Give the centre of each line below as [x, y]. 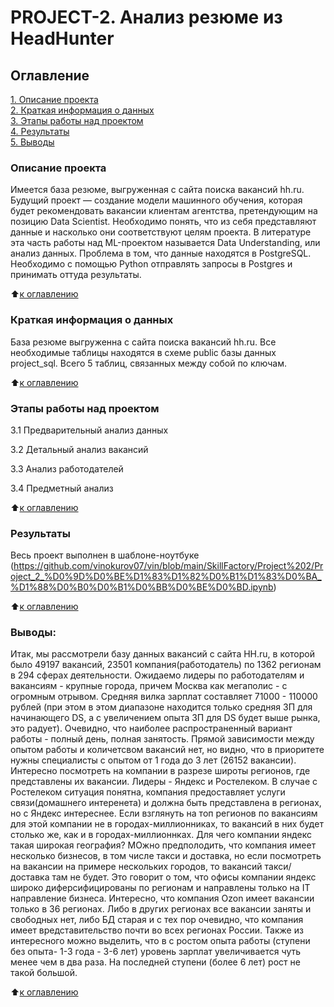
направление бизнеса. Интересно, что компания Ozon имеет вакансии [162, 898]
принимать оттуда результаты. [76, 275]
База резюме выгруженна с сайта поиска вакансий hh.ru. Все [143, 342]
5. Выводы [32, 142]
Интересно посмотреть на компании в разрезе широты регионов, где [160, 771]
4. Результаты [40, 131]
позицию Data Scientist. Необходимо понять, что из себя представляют [163, 222]
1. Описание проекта [54, 99]
